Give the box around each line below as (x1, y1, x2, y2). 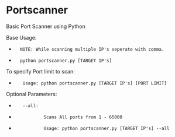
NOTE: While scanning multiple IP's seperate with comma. (20, 46, 164, 52)
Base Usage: (6, 34, 37, 41)
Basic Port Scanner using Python (6, 23, 86, 30)
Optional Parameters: (6, 90, 57, 97)
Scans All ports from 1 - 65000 (43, 114, 123, 120)
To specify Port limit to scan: (6, 68, 75, 75)
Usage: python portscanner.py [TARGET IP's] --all (43, 125, 170, 131)
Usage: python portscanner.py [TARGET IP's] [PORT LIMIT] (22, 80, 167, 86)
